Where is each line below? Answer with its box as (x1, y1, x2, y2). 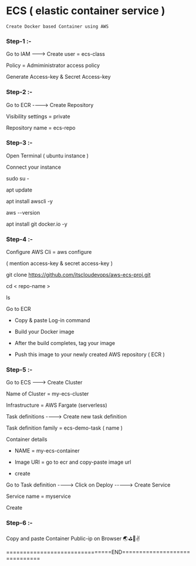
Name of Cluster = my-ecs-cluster (6, 390, 89, 397)
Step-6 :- (6, 519, 33, 527)
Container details (6, 436, 48, 443)
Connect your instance (6, 163, 62, 170)
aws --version (6, 209, 40, 216)
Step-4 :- (6, 235, 33, 243)
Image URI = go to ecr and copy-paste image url (14, 458, 131, 465)
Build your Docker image (14, 328, 75, 336)
